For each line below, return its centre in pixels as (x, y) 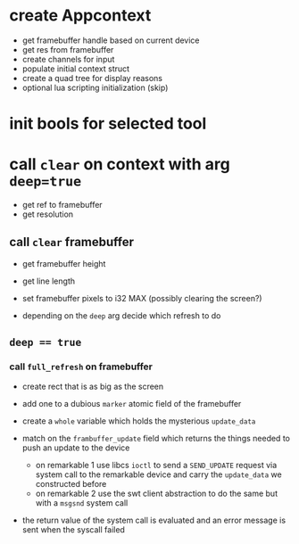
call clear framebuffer (72, 242)
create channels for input (68, 59)
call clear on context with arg (120, 165)
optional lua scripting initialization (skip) (95, 87)
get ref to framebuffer (62, 205)
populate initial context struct (76, 69)
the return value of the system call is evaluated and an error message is (154, 520)
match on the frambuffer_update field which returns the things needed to (156, 438)
